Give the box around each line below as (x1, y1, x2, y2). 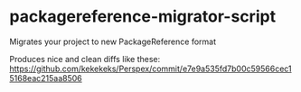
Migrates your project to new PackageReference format (9, 36, 217, 47)
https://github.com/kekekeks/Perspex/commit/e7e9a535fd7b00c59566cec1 (9, 63, 292, 74)
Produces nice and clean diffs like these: (9, 53, 161, 64)
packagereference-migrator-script (9, 6, 277, 27)
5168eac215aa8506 (9, 72, 83, 83)
